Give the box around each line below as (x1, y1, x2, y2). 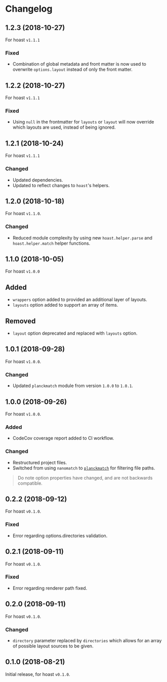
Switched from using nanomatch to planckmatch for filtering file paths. (12, 465, 155, 471)
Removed (5, 316, 36, 325)
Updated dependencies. (12, 176, 63, 183)
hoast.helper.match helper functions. (12, 240, 91, 246)
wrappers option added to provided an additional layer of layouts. (12, 296, 148, 303)
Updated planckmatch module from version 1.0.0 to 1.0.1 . (12, 382, 133, 389)
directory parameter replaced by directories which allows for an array (12, 637, 162, 643)
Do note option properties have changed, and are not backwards (17, 475, 153, 481)
